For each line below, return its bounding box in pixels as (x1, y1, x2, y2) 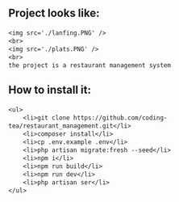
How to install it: (8, 83, 91, 97)
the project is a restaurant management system (8, 61, 172, 69)
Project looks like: (8, 6, 100, 20)
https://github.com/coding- (73, 113, 168, 122)
